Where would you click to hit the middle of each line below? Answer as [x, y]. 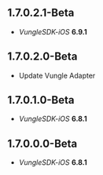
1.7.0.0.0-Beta [42, 143]
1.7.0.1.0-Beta [41, 100]
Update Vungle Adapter [57, 75]
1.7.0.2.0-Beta [42, 57]
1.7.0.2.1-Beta [41, 13]
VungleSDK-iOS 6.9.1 [53, 31]
